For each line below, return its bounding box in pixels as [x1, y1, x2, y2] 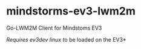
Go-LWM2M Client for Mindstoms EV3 [6, 24, 102, 31]
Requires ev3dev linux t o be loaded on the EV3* [6, 36, 126, 43]
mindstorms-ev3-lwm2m [6, 4, 136, 18]
